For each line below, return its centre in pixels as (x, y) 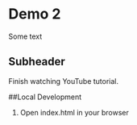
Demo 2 (35, 14)
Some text (25, 36)
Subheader (37, 62)
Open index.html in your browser (74, 112)
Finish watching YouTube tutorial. (64, 81)
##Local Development (45, 97)
